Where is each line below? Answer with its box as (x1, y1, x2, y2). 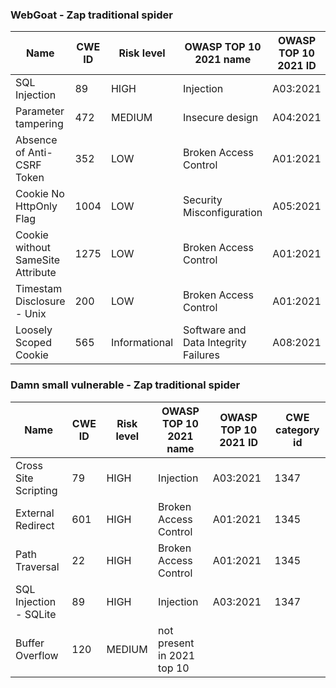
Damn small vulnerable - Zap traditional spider (10, 378, 241, 392)
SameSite (15, 253, 61, 267)
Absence (15, 133, 58, 147)
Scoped (15, 336, 52, 350)
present (158, 636, 195, 650)
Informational (110, 336, 174, 350)
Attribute (15, 266, 57, 280)
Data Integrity (183, 336, 247, 350)
